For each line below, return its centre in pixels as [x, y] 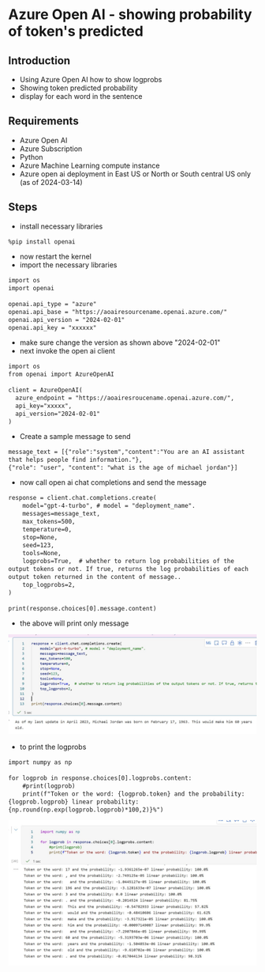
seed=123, [39, 545]
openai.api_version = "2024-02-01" [67, 320]
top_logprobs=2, [49, 584]
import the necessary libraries [68, 265]
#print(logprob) [49, 786]
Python [31, 157]
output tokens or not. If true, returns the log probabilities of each [128, 569]
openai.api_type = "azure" [52, 304]
